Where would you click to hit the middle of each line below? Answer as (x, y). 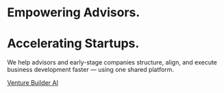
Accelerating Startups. (73, 44)
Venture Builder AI (33, 83)
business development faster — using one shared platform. (91, 70)
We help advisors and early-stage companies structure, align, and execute (112, 62)
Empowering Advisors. (74, 13)
